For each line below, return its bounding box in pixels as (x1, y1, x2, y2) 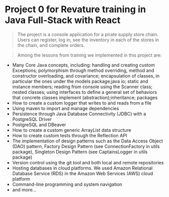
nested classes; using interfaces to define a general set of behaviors (12, 89, 157, 95)
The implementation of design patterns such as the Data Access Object (12, 138, 163, 144)
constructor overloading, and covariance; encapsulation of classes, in (12, 72, 160, 79)
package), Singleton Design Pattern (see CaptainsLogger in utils (12, 149, 148, 155)
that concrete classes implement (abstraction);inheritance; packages (12, 94, 158, 101)
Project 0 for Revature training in (5, 4, 146, 15)
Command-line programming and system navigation (12, 181, 122, 187)
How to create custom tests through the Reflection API (12, 132, 128, 138)
